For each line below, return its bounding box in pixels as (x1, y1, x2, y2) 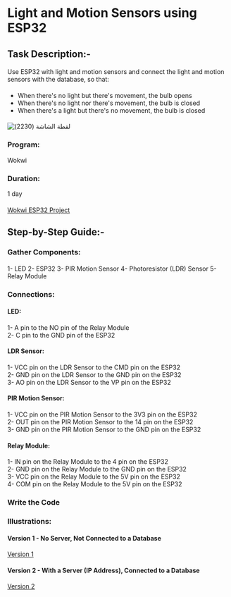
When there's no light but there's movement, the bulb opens (17, 91, 192, 99)
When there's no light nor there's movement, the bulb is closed (17, 99, 201, 107)
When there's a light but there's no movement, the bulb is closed (17, 106, 206, 114)
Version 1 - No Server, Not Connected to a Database (7, 534, 162, 542)
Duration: (7, 173, 41, 183)
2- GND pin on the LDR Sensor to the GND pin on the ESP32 (7, 370, 182, 378)
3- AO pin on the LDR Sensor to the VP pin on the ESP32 (7, 378, 171, 386)
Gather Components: (7, 247, 81, 257)
